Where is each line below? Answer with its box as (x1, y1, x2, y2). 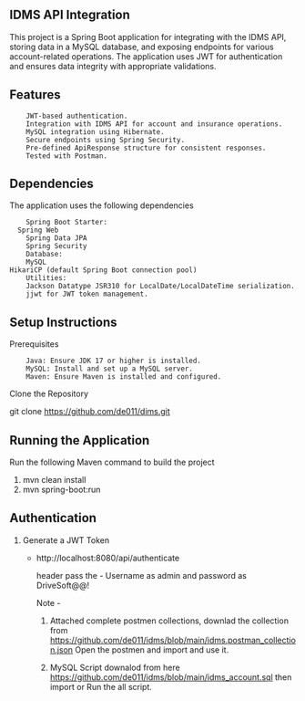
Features (9, 87, 61, 103)
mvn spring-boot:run (22, 484, 101, 496)
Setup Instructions (9, 314, 117, 330)
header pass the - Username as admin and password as (36, 570, 248, 581)
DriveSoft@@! (36, 580, 89, 591)
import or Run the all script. (49, 681, 153, 692)
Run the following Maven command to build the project (9, 456, 216, 468)
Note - (36, 597, 61, 608)
